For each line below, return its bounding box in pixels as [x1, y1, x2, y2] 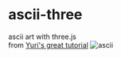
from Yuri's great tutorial [8, 40, 89, 49]
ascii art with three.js [8, 32, 77, 41]
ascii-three [8, 6, 83, 24]
